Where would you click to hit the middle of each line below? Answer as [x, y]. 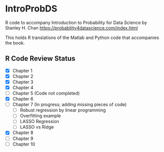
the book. [15, 42]
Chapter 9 [23, 138]
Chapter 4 [23, 87]
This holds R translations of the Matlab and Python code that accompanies [82, 37]
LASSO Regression [39, 121]
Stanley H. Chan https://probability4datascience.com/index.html [71, 27]
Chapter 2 [23, 76]
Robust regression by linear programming [63, 110]
